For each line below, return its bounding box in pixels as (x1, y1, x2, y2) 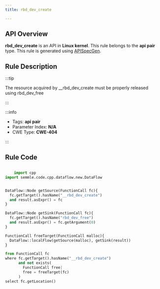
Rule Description (5, 62, 58, 70)
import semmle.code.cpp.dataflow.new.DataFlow (5, 175, 102, 180)
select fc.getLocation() (5, 279, 56, 284)
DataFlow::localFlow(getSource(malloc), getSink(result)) (9, 238, 131, 243)
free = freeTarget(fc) (23, 269, 69, 275)
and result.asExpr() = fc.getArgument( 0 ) (9, 220, 96, 225)
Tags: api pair (12, 119, 41, 125)
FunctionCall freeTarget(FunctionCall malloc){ (5, 233, 105, 238)
